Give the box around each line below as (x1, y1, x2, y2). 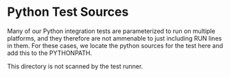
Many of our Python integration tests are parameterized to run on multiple (7, 27, 216, 35)
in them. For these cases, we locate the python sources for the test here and (7, 41, 223, 49)
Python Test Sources (7, 4, 129, 20)
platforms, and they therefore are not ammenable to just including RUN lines (7, 34, 222, 42)
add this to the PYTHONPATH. (7, 49, 93, 57)
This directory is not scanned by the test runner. (7, 62, 143, 70)
